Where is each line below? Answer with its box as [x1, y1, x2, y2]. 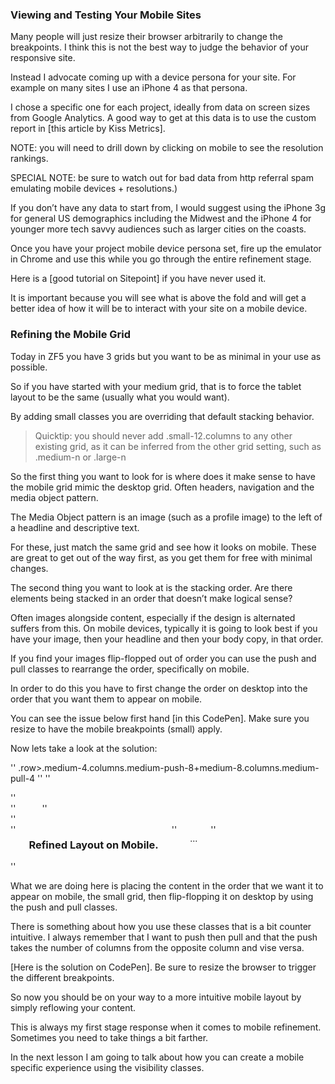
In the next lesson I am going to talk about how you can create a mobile [10, 1051, 305, 1063]
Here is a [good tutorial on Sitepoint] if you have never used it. [10, 273, 267, 285]
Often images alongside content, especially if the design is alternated [10, 611, 296, 623]
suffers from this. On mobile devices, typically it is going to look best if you [10, 622, 318, 634]
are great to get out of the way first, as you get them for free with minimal [10, 551, 313, 563]
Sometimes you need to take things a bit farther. [10, 1031, 209, 1043]
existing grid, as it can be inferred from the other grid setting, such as [34, 440, 322, 452]
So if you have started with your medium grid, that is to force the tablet [10, 380, 302, 392]
